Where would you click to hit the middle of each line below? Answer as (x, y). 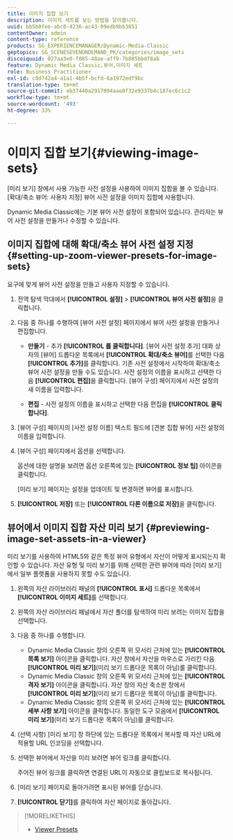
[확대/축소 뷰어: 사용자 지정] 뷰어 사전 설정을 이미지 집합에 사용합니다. (101, 197)
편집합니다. (32, 331)
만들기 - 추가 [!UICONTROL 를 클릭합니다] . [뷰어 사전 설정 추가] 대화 (120, 346)
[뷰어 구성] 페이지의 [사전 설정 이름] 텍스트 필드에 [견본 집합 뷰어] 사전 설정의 (121, 427)
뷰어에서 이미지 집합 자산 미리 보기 (76, 527)
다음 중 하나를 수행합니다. (52, 635)
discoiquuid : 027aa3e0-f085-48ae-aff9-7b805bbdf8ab (83, 59)
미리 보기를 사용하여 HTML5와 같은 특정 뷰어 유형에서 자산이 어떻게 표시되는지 (113, 557)
